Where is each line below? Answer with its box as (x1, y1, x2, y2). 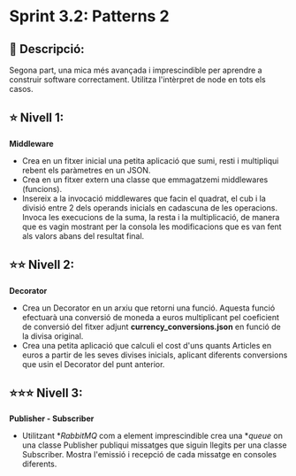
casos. (9, 84, 34, 94)
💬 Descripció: (9, 42, 86, 57)
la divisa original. (21, 330, 84, 342)
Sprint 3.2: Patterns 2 (9, 6, 170, 27)
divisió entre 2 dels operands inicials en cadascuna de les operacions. (21, 202, 278, 213)
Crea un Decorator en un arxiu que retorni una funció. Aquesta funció (21, 303, 276, 313)
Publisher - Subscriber (9, 413, 95, 424)
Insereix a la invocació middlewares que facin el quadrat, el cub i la (21, 193, 267, 203)
